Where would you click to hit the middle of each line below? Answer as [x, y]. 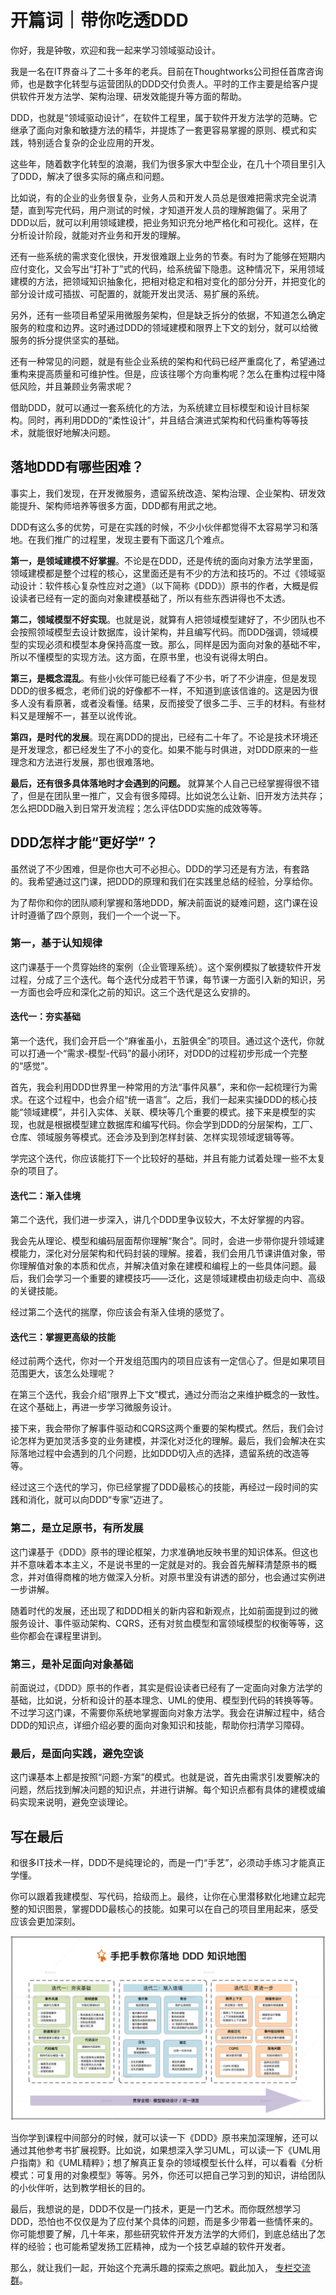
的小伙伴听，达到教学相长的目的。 [80, 2188]
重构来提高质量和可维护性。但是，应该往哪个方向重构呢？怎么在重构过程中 [163, 373]
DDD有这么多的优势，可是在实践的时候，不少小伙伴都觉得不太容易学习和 [160, 527]
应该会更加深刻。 [45, 1922]
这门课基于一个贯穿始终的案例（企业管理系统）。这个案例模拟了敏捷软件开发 [166, 967]
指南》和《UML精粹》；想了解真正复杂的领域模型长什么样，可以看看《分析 [170, 2163]
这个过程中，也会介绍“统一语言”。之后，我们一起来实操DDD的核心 [172, 1100]
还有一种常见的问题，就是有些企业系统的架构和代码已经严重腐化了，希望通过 [168, 361]
